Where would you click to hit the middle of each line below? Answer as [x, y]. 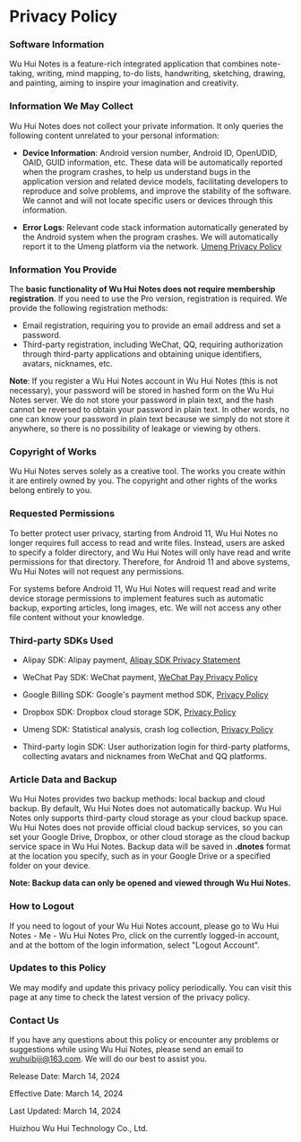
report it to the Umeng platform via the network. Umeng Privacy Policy [152, 246]
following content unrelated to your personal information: [114, 135]
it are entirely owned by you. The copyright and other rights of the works [143, 480]
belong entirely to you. [51, 490]
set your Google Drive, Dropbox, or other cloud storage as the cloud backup [150, 837]
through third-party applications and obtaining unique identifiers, [142, 354]
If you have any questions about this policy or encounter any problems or [144, 1040]
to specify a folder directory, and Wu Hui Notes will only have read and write [150, 552]
